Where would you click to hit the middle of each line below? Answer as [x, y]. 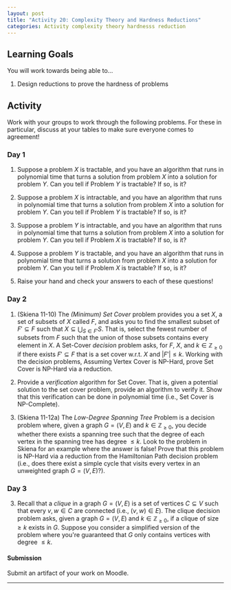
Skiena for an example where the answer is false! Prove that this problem [120, 448]
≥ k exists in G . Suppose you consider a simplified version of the [108, 527]
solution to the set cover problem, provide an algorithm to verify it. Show [120, 390]
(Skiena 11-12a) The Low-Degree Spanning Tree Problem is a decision [116, 417]
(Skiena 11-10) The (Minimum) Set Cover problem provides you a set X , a [120, 314]
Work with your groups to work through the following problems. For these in [114, 122]
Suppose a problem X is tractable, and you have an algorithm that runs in [120, 170]
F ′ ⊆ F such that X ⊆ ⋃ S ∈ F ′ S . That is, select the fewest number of [112, 329]
